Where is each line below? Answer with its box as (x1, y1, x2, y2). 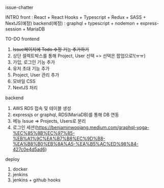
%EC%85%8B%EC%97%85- (12, 130, 75, 136)
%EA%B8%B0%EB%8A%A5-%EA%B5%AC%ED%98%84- (12, 141, 139, 147)
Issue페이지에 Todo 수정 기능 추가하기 (12, 46, 89, 52)
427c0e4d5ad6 (12, 146, 45, 152)
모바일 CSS (12, 78, 36, 84)
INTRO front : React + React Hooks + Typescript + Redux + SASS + (5, 14, 146, 20)
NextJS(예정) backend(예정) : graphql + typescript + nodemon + (5, 20, 139, 26)
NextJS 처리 (12, 85, 38, 91)
